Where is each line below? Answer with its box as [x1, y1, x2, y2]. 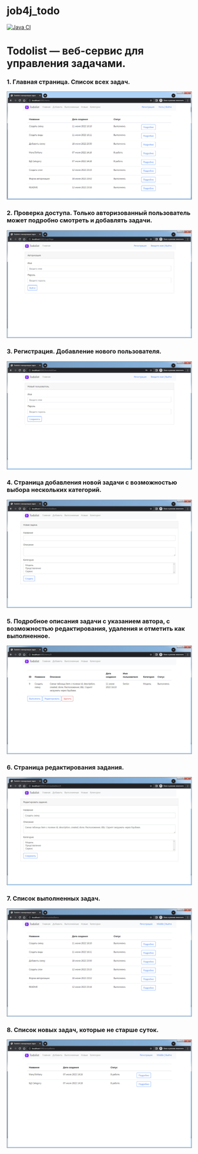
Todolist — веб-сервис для [6, 44, 144, 58]
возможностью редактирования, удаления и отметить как [6, 624, 186, 633]
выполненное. [6, 632, 51, 640]
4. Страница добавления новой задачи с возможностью [6, 478, 177, 487]
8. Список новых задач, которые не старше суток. [6, 1026, 159, 1034]
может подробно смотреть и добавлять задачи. [6, 216, 153, 224]
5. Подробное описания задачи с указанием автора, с [6, 617, 170, 626]
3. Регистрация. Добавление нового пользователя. [6, 348, 162, 356]
